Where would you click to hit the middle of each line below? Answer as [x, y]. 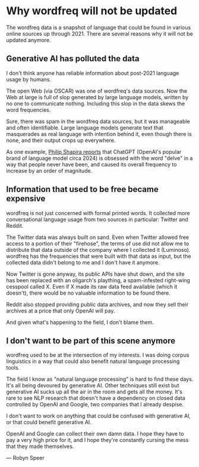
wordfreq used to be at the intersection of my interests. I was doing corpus [98, 355]
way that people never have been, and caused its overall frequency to [91, 164]
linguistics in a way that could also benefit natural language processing [93, 361]
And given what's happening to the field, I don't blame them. [80, 322]
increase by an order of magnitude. [49, 171]
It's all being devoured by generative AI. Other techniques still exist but [93, 386]
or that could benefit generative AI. [49, 422]
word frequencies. [29, 110]
